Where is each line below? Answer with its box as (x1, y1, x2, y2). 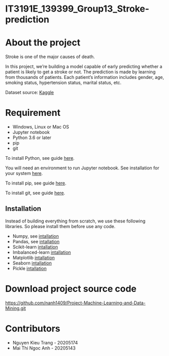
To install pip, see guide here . (5, 180, 67, 186)
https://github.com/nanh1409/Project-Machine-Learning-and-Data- (5, 299, 146, 306)
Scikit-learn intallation (12, 244, 58, 250)
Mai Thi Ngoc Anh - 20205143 (12, 345, 76, 351)
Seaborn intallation (12, 260, 52, 266)
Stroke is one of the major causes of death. (5, 54, 95, 60)
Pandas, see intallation (12, 238, 60, 244)
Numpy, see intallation (12, 233, 59, 239)
